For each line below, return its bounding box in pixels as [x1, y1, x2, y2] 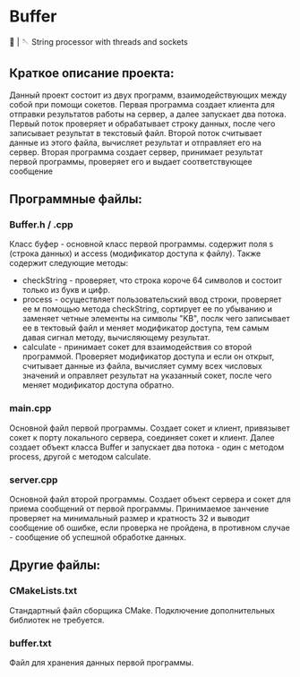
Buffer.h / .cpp [9, 219, 73, 231]
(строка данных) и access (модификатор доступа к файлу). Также [9, 248, 261, 259]
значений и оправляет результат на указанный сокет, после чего [21, 370, 272, 381]
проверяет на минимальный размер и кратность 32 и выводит [9, 513, 251, 524]
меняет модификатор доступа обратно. [21, 380, 175, 390]
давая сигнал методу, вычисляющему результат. [21, 332, 210, 343]
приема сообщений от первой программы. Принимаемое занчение [9, 503, 270, 514]
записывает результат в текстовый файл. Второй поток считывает [9, 127, 262, 138]
